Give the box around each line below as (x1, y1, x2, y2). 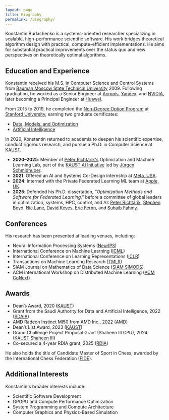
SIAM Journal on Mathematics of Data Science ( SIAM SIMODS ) (12, 264, 144, 270)
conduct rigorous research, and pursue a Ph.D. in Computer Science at (5, 142, 153, 148)
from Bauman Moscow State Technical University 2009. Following (5, 85, 142, 91)
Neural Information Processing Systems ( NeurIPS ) (12, 243, 117, 249)
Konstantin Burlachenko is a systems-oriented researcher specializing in (5, 31, 156, 37)
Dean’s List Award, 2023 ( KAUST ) (12, 324, 83, 330)
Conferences (5, 219, 47, 228)
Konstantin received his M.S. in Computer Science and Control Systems (5, 80, 154, 86)
